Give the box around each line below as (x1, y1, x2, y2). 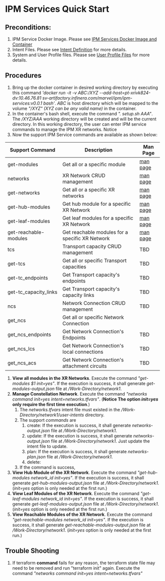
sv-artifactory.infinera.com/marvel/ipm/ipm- (42, 95, 133, 101)
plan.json (27, 454, 46, 460)
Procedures (5, 72, 42, 80)
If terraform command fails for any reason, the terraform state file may (12, 560, 156, 566)
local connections (62, 348, 104, 355)
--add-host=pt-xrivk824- (99, 90, 151, 96)
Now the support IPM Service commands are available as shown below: (12, 132, 158, 138)
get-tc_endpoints (7, 274, 48, 281)
